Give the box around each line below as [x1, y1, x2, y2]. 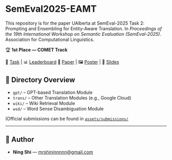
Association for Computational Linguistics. [5, 36, 95, 43]
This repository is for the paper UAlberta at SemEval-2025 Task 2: [5, 20, 145, 26]
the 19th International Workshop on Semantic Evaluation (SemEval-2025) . [5, 31, 161, 37]
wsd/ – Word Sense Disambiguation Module [12, 106, 104, 112]
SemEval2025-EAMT [5, 3, 97, 15]
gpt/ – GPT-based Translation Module [12, 89, 93, 95]
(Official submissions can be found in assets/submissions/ [5, 115, 129, 122]
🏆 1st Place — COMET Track [5, 47, 68, 53]
